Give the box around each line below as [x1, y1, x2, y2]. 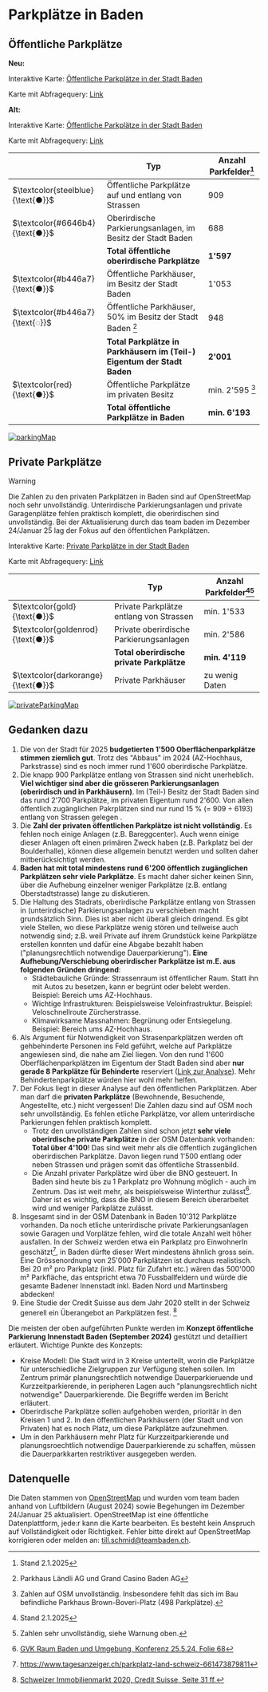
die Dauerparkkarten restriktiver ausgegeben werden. [19, 1449, 197, 1458]
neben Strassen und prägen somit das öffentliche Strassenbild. [31, 1159, 239, 1169]
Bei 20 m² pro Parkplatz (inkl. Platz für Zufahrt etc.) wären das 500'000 [19, 1264, 255, 1273]
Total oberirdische [114, 646, 186, 657]
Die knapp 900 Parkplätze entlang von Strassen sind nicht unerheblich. [19, 770, 254, 779]
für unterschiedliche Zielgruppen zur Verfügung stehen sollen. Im [19, 1364, 235, 1374]
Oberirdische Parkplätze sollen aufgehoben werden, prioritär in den [19, 1406, 242, 1416]
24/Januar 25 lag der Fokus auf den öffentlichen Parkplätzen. [8, 526, 210, 535]
